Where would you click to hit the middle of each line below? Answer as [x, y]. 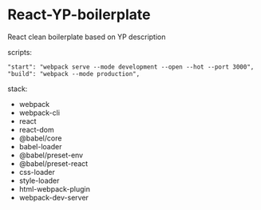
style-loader [39, 180]
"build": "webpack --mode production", [74, 73]
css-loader [37, 172]
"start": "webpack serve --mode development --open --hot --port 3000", [131, 67]
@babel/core [40, 138]
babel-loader [40, 146]
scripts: [20, 52]
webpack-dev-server [54, 197]
